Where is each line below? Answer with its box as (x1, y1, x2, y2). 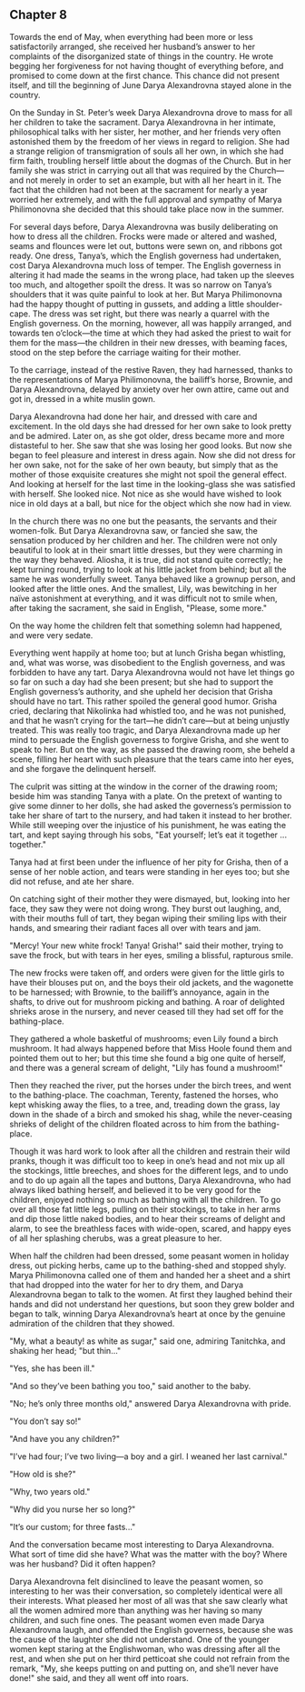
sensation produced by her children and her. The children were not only (9, 535, 278, 546)
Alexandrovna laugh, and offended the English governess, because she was (9, 1624, 293, 1635)
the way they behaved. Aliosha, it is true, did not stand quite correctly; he (9, 554, 283, 565)
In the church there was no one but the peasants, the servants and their (9, 516, 278, 526)
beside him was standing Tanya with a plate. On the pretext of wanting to (9, 790, 283, 801)
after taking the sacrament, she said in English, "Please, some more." (9, 602, 268, 613)
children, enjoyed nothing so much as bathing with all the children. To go (9, 1194, 281, 1205)
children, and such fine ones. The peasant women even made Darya (9, 1614, 265, 1626)
